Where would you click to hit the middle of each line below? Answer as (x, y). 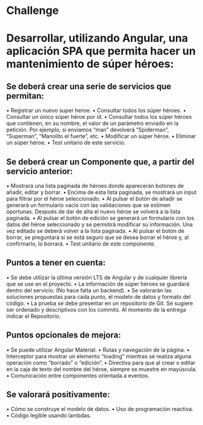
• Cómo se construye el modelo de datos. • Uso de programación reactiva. (100, 409)
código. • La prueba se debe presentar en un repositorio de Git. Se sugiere (100, 303)
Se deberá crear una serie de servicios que (89, 86)
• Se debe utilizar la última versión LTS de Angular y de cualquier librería (97, 277)
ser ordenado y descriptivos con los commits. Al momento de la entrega (96, 309)
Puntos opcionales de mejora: (64, 335)
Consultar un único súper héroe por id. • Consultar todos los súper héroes (99, 117)
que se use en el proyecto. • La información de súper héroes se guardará (98, 284)
